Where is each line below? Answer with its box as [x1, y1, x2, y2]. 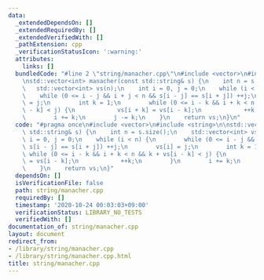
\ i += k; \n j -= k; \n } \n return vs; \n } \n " [22, 114, 241, 122]
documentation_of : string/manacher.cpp [8, 223, 139, 231]
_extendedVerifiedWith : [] [15, 33, 104, 42]
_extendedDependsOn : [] [15, 19, 93, 27]
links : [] [22, 63, 55, 71]
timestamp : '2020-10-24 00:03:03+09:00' [15, 201, 149, 209]
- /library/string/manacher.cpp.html [8, 252, 132, 260]
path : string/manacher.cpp [15, 186, 104, 195]
